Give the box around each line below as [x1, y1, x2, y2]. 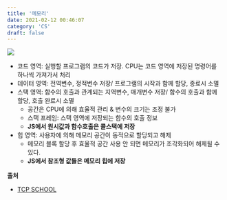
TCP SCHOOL [17, 186, 57, 194]
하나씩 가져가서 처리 [17, 70, 71, 79]
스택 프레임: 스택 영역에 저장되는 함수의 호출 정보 [27, 114, 158, 122]
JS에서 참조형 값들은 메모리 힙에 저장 [27, 157, 126, 166]
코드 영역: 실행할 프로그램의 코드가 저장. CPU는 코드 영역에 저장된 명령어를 [17, 62, 217, 70]
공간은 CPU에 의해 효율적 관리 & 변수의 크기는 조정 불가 [27, 105, 177, 114]
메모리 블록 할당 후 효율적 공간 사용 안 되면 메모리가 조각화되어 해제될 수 [27, 139, 220, 148]
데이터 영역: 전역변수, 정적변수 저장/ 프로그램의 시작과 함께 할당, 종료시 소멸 [17, 79, 219, 88]
